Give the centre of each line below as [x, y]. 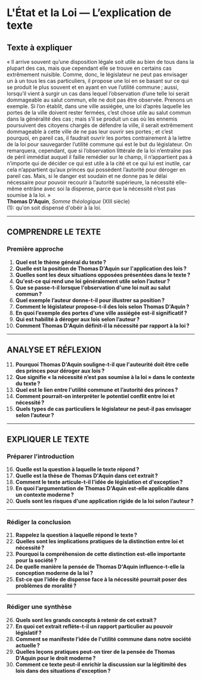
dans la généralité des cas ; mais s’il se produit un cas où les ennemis [92, 119]
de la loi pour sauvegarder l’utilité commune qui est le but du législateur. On [100, 144]
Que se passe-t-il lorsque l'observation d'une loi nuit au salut [93, 287]
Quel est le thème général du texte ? [61, 262]
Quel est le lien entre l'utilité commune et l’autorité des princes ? [97, 390]
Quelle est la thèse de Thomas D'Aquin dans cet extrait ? [86, 476]
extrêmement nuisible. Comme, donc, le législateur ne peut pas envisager [97, 74]
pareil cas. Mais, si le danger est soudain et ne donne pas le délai [87, 176]
